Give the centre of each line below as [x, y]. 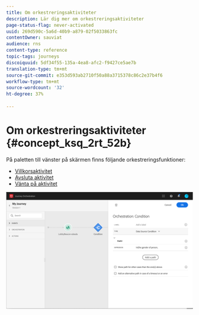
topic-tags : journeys [33, 56]
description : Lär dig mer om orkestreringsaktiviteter [75, 19]
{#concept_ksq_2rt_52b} [69, 143]
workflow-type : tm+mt [33, 81]
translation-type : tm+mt [37, 69]
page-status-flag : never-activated [50, 25]
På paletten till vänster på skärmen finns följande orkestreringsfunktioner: [96, 159]
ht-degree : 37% [25, 94]
